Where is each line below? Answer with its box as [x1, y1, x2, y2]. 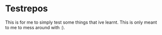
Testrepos [5, 3, 48, 14]
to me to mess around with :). [5, 24, 66, 30]
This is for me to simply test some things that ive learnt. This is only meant [5, 19, 158, 25]
